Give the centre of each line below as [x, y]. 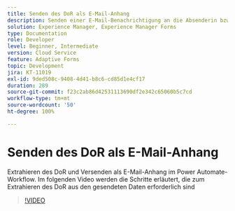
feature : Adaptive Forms [43, 60]
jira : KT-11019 [29, 72]
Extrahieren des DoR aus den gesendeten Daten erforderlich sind [101, 186]
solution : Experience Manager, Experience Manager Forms [92, 27]
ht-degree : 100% [31, 111]
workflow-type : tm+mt [39, 99]
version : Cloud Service [42, 53]
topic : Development [36, 66]
